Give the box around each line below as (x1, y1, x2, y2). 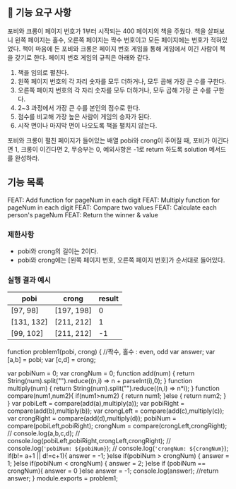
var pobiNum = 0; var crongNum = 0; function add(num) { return (7, 369, 195, 378)
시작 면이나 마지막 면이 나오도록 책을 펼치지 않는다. (17, 121, 158, 129)
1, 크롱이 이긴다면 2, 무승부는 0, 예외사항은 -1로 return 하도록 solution (14, 145, 208, 153)
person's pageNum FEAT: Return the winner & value (7, 210, 159, 219)
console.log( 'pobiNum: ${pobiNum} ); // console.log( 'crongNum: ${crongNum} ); (7, 444, 229, 453)
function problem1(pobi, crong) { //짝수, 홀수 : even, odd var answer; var (7, 348, 216, 356)
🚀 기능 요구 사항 (7, 6, 72, 19)
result (98, 294, 119, 303)
